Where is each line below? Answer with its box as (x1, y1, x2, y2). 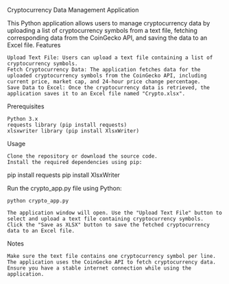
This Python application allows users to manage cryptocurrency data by (7, 19, 210, 27)
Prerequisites (7, 102, 45, 110)
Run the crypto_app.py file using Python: (7, 185, 122, 192)
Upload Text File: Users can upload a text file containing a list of (7, 54, 213, 61)
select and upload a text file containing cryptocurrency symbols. (7, 215, 204, 222)
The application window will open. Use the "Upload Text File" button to (7, 209, 223, 216)
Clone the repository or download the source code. (7, 153, 158, 160)
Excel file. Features (7, 41, 61, 49)
